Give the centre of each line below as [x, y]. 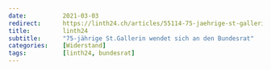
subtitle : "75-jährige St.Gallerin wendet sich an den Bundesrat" [131, 38]
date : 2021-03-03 [54, 16]
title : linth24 [48, 31]
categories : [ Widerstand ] [57, 46]
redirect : [25, 23]
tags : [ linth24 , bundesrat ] [72, 53]
